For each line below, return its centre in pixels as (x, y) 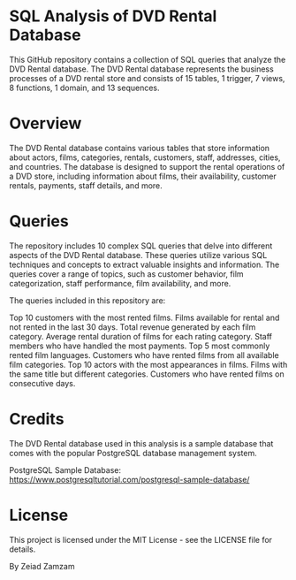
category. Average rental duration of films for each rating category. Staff (140, 336)
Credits (37, 419)
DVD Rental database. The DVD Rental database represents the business (141, 69)
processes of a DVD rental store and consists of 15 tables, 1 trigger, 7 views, (147, 78)
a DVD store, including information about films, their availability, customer (143, 176)
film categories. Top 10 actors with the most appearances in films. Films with (148, 364)
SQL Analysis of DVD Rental (113, 16)
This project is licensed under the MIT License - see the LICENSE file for (140, 539)
